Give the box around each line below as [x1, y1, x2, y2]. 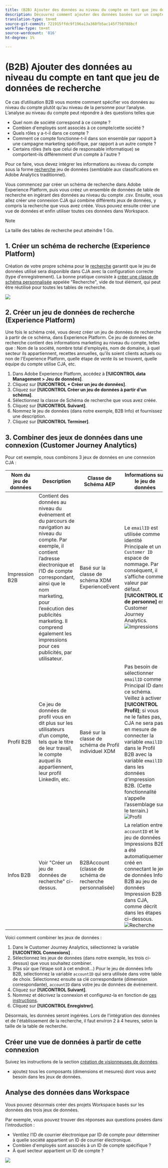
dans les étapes [124, 909, 161, 916]
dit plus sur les [38, 719, 73, 726]
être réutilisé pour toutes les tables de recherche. [5, 284, 106, 290]
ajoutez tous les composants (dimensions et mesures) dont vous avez [12, 1068, 156, 1074]
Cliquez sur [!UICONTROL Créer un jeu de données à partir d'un [12, 386, 146, 393]
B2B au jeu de [124, 878, 157, 885]
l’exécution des [38, 605, 74, 612]
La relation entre [124, 822, 163, 829]
